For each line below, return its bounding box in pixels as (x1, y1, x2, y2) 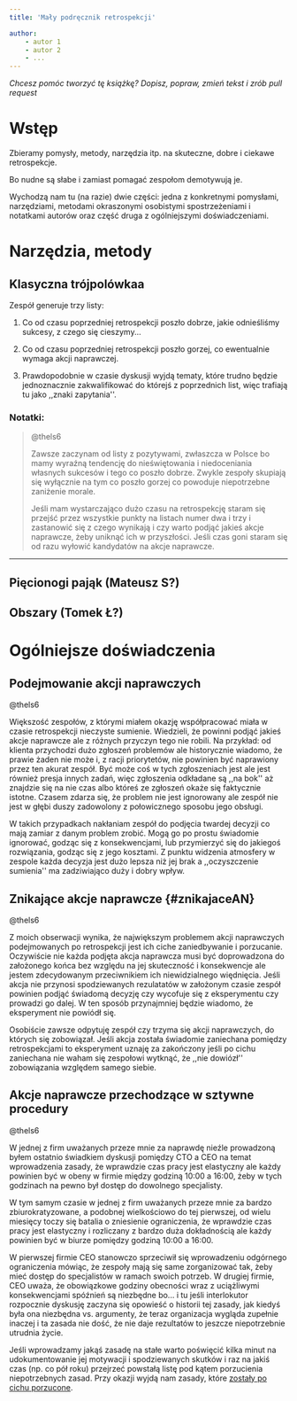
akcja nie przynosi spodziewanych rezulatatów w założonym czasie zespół (9, 978, 281, 989)
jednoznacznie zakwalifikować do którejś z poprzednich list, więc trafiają (21, 380, 288, 391)
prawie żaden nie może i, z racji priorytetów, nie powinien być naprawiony (9, 754, 279, 765)
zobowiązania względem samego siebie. (9, 1062, 157, 1072)
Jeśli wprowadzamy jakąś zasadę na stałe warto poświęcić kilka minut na (9, 1344, 277, 1355)
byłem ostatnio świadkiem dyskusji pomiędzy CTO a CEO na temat (9, 1151, 252, 1162)
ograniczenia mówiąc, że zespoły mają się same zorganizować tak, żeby (9, 1261, 273, 1272)
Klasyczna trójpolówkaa (9, 276, 145, 292)
